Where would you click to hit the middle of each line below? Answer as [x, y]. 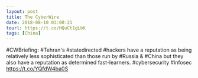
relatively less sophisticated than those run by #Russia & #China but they [95, 56]
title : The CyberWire [33, 17]
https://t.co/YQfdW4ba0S [37, 69]
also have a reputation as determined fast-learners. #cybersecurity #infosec [99, 63]
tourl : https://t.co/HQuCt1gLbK [46, 28]
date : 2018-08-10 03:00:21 [39, 22]
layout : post [22, 11]
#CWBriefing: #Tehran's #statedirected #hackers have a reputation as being [99, 50]
